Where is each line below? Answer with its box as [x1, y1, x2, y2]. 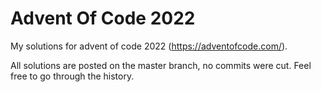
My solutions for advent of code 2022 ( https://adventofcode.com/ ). [10, 40, 288, 52]
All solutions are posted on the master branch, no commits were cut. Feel [10, 59, 312, 71]
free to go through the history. [10, 70, 135, 82]
